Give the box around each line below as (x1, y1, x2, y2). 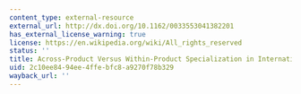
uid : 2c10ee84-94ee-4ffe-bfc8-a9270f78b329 (9, 64, 175, 73)
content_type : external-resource (9, 13, 134, 22)
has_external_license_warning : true (9, 30, 146, 38)
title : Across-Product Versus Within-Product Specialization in (9, 55, 254, 64)
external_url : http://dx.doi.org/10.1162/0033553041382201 (9, 21, 235, 30)
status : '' (9, 47, 50, 56)
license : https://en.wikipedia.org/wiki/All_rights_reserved (9, 38, 243, 47)
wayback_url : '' (9, 72, 70, 81)
